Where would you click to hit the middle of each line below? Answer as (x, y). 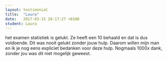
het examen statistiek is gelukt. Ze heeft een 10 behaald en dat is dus (76, 38)
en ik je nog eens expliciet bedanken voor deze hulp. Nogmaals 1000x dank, (84, 48)
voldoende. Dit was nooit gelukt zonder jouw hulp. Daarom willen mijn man (82, 43)
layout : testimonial (27, 10)
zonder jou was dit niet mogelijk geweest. (48, 54)
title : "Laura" (22, 14)
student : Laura (21, 24)
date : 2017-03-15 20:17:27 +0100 (42, 19)
